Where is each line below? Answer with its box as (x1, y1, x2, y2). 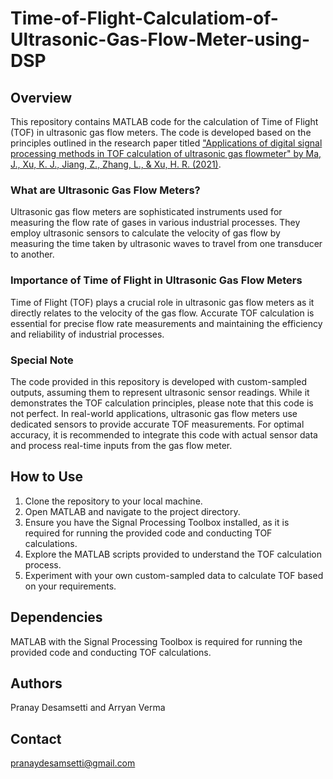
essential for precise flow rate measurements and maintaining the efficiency (10, 317, 323, 329)
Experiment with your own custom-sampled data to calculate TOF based (24, 569, 324, 581)
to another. (10, 248, 55, 261)
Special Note (10, 353, 74, 367)
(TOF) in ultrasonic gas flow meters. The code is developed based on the (10, 127, 312, 138)
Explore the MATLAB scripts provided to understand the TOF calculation (24, 548, 322, 560)
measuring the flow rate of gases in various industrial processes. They (10, 217, 301, 229)
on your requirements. (24, 580, 117, 592)
